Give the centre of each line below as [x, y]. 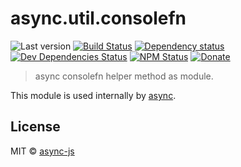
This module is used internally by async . [93, 95]
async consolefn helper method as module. [124, 76]
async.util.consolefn [98, 18]
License [35, 127]
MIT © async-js [42, 151]
